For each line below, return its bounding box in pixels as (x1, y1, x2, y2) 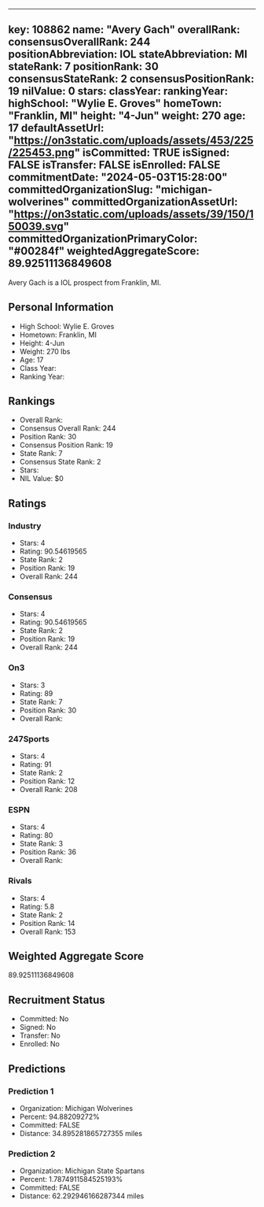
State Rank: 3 (19, 839, 64, 849)
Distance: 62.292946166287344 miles (19, 1191, 145, 1201)
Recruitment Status (8, 993, 106, 1006)
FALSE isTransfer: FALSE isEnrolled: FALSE (8, 158, 221, 172)
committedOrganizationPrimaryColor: (8, 232, 198, 246)
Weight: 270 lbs (19, 346, 71, 356)
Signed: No (19, 1023, 57, 1032)
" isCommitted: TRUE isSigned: (74, 146, 230, 160)
